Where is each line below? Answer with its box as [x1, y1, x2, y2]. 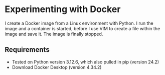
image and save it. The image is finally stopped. [5, 31, 103, 37]
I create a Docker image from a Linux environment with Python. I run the [5, 20, 153, 26]
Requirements [5, 45, 50, 54]
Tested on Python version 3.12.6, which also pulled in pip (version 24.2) [12, 59, 159, 65]
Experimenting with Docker [5, 4, 121, 15]
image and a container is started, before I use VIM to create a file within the [5, 25, 160, 31]
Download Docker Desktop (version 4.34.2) [12, 64, 102, 70]
